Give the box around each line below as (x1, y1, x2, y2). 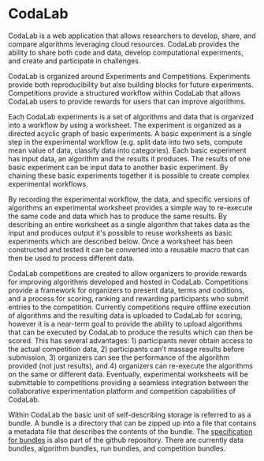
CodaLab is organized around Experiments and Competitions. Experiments (8, 71, 251, 81)
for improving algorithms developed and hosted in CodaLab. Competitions (8, 277, 248, 286)
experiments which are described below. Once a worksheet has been (8, 236, 233, 246)
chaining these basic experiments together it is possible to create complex (8, 171, 250, 180)
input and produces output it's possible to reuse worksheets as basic (8, 228, 232, 237)
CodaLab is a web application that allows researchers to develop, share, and (8, 31, 256, 40)
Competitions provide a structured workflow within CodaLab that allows (8, 88, 241, 97)
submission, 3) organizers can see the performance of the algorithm (8, 353, 230, 362)
